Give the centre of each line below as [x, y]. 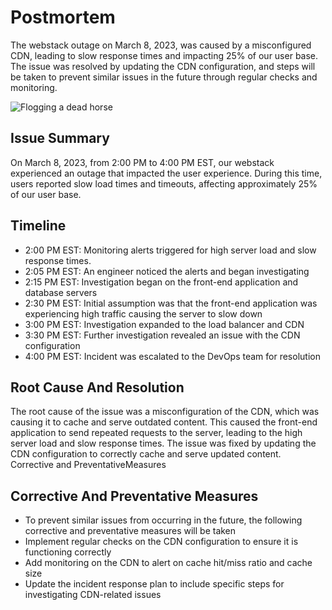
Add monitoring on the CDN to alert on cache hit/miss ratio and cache [168, 563]
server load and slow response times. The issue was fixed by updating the [163, 443]
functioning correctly [68, 552]
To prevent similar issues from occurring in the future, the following [163, 520]
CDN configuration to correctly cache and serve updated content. [146, 454]
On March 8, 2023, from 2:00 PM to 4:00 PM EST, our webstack [142, 162]
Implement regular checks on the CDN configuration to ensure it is [161, 542]
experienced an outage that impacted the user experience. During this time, [166, 173]
